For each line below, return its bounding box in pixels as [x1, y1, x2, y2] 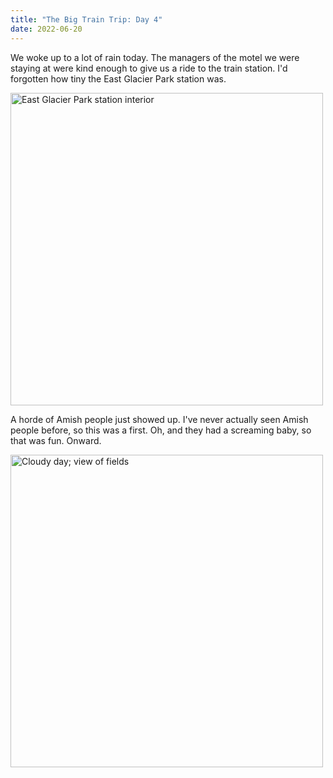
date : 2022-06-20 [10, 24, 83, 34]
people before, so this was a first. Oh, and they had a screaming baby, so [10, 424, 312, 436]
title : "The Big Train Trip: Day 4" [10, 14, 163, 25]
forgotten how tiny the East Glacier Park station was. [10, 72, 227, 85]
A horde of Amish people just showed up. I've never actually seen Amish [10, 413, 309, 425]
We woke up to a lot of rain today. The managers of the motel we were [10, 51, 300, 63]
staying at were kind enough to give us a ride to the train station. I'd [10, 62, 288, 74]
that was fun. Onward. [10, 434, 102, 446]
